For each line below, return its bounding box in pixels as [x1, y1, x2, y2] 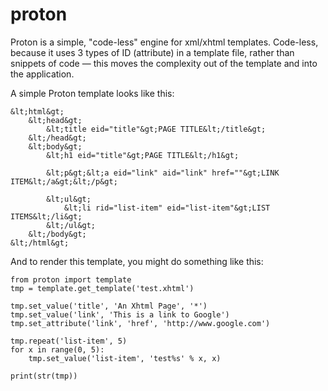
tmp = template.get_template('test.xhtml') [10, 283, 195, 293]
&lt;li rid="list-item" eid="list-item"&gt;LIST [63, 203, 271, 213]
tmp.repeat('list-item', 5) [10, 336, 128, 346]
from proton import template [10, 274, 132, 285]
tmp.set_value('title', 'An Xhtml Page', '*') [10, 301, 208, 311]
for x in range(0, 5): [10, 344, 105, 355]
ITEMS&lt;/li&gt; [10, 211, 83, 222]
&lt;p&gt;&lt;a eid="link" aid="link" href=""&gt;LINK [46, 168, 280, 178]
